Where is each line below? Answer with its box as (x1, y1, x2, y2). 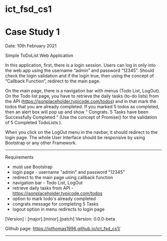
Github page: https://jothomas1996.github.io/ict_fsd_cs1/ (5, 226, 121, 232)
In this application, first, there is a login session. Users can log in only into (5, 62, 156, 68)
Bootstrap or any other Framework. (5, 140, 77, 146)
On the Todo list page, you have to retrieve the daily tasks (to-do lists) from (5, 93, 159, 99)
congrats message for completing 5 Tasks (12, 201, 99, 207)
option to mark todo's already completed (12, 196, 96, 202)
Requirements (5, 154, 34, 160)
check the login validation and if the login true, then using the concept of (5, 73, 154, 79)
